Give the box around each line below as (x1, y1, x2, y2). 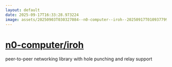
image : (5, 17, 19, 22)
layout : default (5, 7, 40, 13)
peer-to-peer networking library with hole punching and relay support (5, 56, 153, 62)
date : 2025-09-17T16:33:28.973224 (5, 12, 79, 17)
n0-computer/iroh (5, 39, 84, 51)
